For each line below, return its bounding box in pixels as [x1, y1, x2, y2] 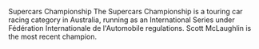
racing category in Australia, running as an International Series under [8, 15, 236, 24]
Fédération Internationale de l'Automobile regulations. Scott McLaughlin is [8, 24, 252, 32]
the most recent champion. [8, 32, 98, 41]
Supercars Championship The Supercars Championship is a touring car [8, 7, 243, 16]
